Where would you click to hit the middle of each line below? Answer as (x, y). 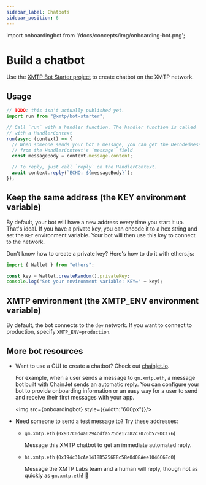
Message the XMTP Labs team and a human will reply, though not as (111, 468)
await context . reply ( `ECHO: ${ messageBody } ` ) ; (72, 173)
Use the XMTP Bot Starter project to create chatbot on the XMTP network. (100, 77)
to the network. (25, 242)
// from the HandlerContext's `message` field (72, 150)
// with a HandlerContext (39, 133)
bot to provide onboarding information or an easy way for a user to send (106, 390)
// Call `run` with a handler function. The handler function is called (101, 127)
